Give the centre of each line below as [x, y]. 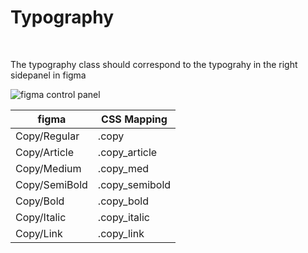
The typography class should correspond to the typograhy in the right [154, 64]
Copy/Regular [47, 136]
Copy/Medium [48, 168]
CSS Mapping [134, 119]
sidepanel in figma [48, 75]
